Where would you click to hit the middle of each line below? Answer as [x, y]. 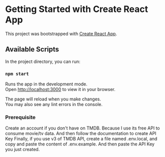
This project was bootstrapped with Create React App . [61, 33]
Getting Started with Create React [77, 9]
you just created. [22, 149]
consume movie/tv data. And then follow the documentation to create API [81, 133]
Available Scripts [32, 49]
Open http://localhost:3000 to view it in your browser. [60, 89]
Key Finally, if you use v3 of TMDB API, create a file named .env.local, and [81, 139]
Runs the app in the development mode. [46, 84]
